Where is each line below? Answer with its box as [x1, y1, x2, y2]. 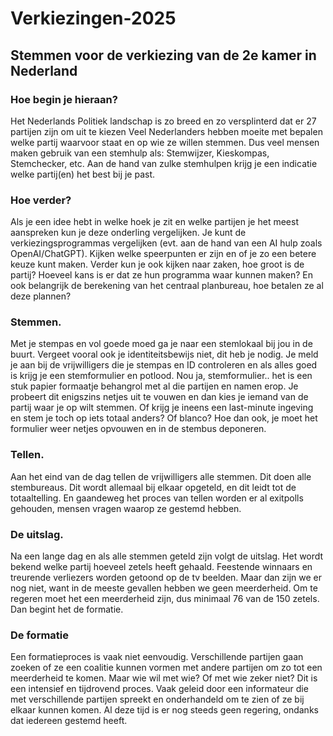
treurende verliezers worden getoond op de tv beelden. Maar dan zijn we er [10, 572, 322, 584]
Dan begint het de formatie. [10, 603, 124, 616]
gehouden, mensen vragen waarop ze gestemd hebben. [10, 502, 242, 514]
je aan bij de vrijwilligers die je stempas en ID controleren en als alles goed [10, 359, 318, 371]
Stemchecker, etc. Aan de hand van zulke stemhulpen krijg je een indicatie [10, 157, 318, 169]
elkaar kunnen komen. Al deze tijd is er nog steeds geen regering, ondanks [10, 704, 319, 716]
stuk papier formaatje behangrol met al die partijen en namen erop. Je [10, 380, 299, 392]
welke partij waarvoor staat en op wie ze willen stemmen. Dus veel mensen [10, 136, 320, 148]
